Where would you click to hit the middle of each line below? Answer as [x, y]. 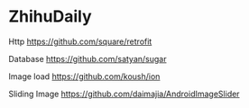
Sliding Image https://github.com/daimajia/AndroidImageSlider [124, 94]
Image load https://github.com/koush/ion [84, 76]
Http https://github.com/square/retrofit [80, 41]
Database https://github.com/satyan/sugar [88, 58]
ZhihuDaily [50, 17]
